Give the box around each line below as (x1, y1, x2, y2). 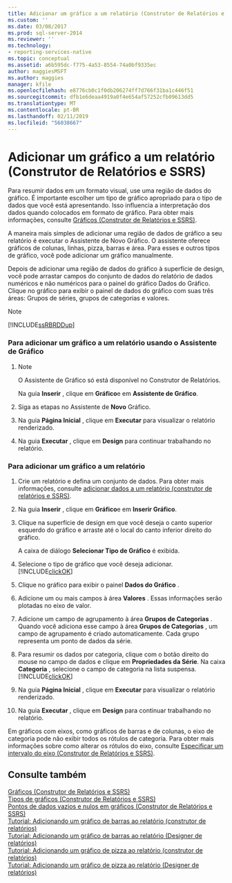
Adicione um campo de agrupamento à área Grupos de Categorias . (17, 615, 213, 623)
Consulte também (8, 769, 87, 781)
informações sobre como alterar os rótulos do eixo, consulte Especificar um (8, 742, 224, 750)
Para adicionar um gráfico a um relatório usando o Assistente (8, 338, 217, 348)
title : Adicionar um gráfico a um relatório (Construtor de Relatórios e (8, 10, 225, 17)
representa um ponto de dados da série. (17, 637, 133, 645)
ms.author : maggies (8, 74, 64, 82)
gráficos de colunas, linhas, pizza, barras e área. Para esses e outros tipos (8, 244, 220, 252)
